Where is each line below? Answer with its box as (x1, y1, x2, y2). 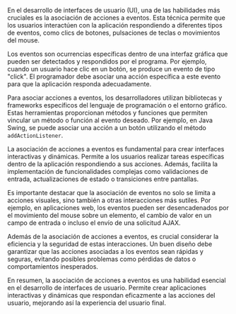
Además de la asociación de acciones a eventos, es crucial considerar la (7, 233, 219, 240)
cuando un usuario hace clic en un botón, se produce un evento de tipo (7, 65, 216, 73)
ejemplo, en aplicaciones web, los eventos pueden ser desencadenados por (7, 204, 230, 211)
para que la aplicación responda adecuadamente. (7, 80, 152, 88)
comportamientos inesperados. (7, 262, 99, 271)
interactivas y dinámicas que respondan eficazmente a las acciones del (7, 291, 216, 299)
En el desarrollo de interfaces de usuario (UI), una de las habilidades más (7, 6, 220, 14)
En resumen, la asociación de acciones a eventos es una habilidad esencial (7, 276, 226, 284)
